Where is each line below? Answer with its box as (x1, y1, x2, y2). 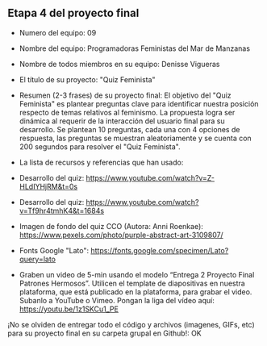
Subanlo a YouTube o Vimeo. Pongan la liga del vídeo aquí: (19, 295, 215, 305)
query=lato (19, 254, 56, 264)
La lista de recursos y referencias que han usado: (19, 157, 184, 167)
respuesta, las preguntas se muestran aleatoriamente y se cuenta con (19, 133, 252, 143)
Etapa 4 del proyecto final (7, 6, 140, 20)
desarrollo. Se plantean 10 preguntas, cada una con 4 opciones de (19, 124, 240, 134)
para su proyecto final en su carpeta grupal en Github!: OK (7, 328, 202, 338)
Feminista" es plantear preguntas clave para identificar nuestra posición (19, 98, 259, 108)
